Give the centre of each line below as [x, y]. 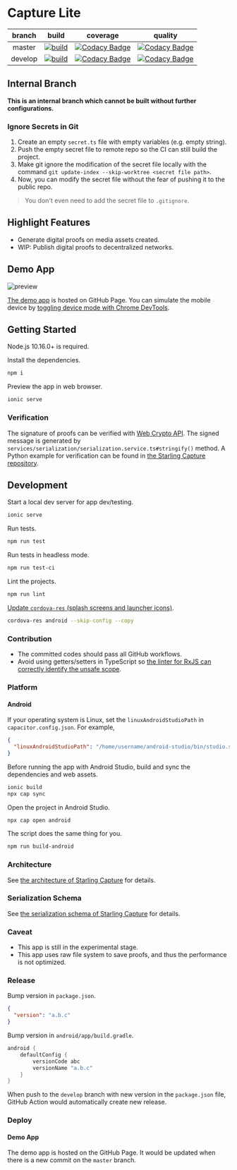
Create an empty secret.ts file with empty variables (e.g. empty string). [122, 142]
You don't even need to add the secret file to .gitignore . [107, 201]
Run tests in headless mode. [48, 555]
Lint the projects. [32, 581]
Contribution [30, 638]
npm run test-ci [31, 568]
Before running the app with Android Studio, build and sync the [99, 767]
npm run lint [26, 594]
